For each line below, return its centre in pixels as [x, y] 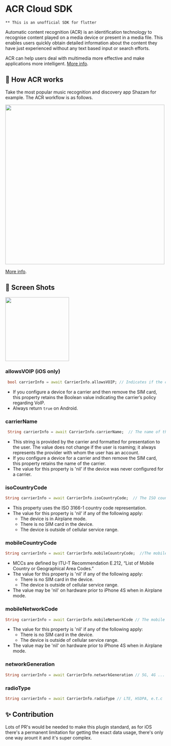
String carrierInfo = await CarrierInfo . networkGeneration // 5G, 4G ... [85, 675]
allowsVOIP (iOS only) [33, 371]
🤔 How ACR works [34, 80]
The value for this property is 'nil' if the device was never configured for [88, 469]
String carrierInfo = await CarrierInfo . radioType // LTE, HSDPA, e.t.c [84, 698]
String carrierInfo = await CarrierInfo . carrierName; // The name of [84, 432]
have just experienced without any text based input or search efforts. [78, 48]
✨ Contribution [30, 715]
